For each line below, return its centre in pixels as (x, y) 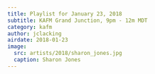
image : (17, 47)
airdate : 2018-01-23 (38, 40)
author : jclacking (34, 33)
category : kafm (30, 27)
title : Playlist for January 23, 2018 (65, 14)
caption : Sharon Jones (47, 60)
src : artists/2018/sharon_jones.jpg (68, 54)
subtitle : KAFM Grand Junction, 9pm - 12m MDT (77, 20)
